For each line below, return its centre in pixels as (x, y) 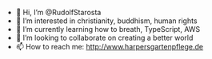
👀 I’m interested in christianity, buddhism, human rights (106, 21)
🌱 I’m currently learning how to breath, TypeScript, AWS (108, 29)
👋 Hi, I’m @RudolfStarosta (58, 12)
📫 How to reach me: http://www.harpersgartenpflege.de (110, 47)
